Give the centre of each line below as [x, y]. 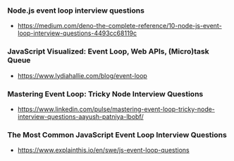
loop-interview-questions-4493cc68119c [77, 33]
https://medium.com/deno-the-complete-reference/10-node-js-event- [119, 26]
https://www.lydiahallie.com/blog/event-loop [82, 75]
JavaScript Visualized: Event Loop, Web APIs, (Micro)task [108, 51]
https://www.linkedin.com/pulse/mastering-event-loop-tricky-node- [116, 109]
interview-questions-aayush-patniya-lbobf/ [80, 116]
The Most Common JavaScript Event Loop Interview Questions [117, 134]
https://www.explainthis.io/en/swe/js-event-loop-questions [103, 150]
